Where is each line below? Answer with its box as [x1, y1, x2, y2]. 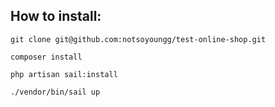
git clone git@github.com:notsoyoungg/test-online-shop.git [10, 34, 267, 44]
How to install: [10, 8, 102, 25]
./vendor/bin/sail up [10, 87, 101, 97]
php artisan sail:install [10, 69, 118, 79]
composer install [10, 52, 83, 62]
